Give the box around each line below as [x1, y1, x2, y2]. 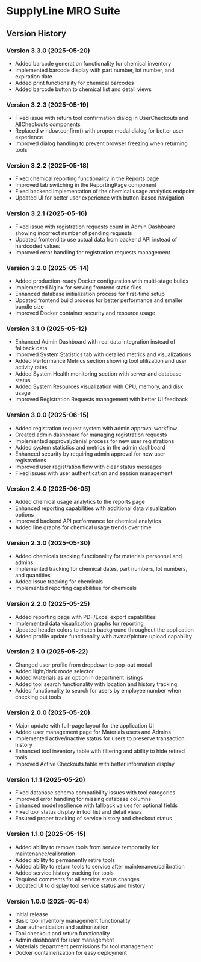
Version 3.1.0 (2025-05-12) [6, 324, 87, 333]
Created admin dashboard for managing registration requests [14, 431, 167, 438]
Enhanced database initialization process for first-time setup [14, 291, 165, 298]
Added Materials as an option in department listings [14, 674, 143, 681]
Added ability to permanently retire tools [14, 856, 116, 863]
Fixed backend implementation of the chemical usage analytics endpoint [14, 188, 196, 195]
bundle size [14, 303, 44, 310]
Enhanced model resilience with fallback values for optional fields [14, 802, 178, 809]
